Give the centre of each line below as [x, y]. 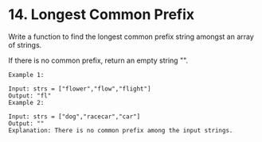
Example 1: [26, 75]
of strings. [25, 44]
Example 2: [26, 102]
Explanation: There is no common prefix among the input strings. [121, 130]
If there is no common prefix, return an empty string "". [98, 60]
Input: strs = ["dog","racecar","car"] [74, 117]
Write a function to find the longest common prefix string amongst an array [131, 36]
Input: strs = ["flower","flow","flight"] [80, 89]
